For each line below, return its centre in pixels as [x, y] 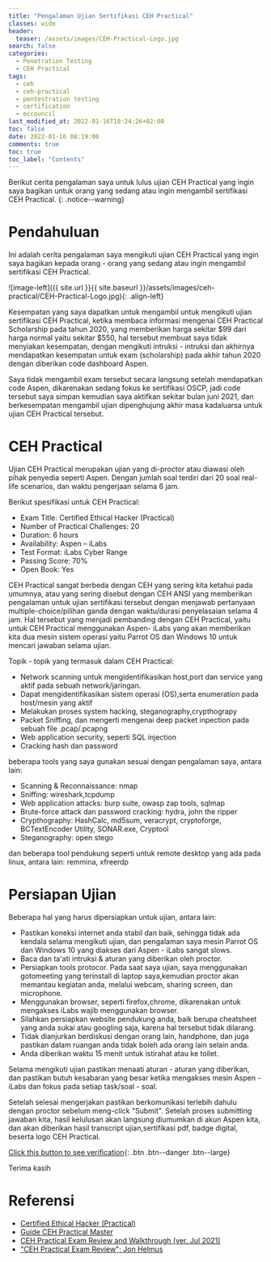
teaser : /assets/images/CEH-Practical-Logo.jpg [97, 39]
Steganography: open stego [67, 838]
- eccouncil [36, 114]
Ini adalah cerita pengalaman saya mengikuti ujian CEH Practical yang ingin [133, 255]
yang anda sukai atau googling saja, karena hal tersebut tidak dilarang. [138, 1028]
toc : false [27, 129]
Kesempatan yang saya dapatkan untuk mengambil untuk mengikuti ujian [130, 312]
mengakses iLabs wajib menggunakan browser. [100, 1011]
